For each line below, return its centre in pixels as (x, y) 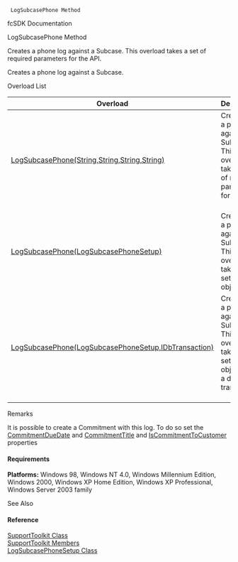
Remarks (20, 414)
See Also (21, 504)
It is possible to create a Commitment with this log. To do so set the (106, 427)
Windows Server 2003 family (50, 490)
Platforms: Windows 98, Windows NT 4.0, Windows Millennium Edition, (112, 475)
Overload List (27, 86)
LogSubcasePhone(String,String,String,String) (88, 160)
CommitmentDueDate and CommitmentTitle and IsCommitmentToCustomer (117, 435)
